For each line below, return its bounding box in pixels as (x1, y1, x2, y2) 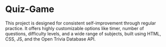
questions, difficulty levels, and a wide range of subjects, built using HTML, (5, 30, 161, 36)
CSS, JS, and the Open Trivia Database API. (5, 36, 96, 42)
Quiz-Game (5, 3, 54, 15)
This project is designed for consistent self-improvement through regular (5, 20, 156, 26)
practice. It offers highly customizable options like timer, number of (5, 25, 144, 31)
